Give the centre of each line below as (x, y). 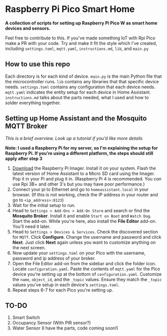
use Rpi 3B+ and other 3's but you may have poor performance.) (79, 184)
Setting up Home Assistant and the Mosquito (76, 118)
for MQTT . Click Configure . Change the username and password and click (87, 237)
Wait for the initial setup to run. (44, 205)
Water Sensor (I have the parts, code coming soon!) (65, 328)
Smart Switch (26, 318)
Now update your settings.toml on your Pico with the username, (79, 253)
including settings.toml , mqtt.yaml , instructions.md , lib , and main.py (77, 48)
